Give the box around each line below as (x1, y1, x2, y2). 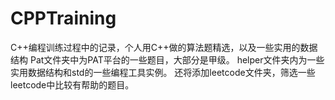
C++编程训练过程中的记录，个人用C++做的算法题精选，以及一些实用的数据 (10, 41, 318, 53)
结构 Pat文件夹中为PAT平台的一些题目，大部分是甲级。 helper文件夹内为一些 (10, 53, 325, 66)
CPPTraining (10, 7, 117, 30)
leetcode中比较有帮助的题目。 (10, 78, 135, 91)
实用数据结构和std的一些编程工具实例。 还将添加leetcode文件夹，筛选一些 (10, 66, 316, 78)
